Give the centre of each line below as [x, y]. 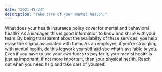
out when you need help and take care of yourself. [55, 64]
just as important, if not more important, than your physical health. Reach [78, 59]
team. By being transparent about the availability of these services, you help [81, 38]
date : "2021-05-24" [25, 9]
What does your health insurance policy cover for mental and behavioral [77, 28]
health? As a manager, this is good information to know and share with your [81, 33]
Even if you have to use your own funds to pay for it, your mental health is [79, 54]
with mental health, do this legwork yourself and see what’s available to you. [81, 49]
